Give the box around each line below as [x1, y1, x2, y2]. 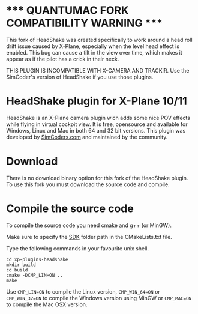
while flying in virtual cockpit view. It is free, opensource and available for [6, 121, 188, 128]
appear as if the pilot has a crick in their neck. [6, 55, 119, 62]
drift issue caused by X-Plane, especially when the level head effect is [6, 43, 180, 50]
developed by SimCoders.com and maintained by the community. [6, 133, 168, 140]
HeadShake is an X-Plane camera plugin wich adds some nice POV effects [6, 114, 191, 121]
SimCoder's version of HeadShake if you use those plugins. [6, 73, 154, 80]
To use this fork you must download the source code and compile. [6, 181, 170, 188]
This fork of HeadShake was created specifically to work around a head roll [6, 36, 193, 43]
